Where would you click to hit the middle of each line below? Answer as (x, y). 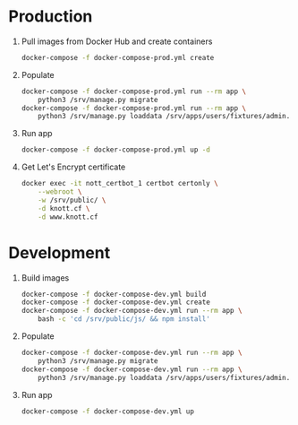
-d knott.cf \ (64, 208)
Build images (45, 278)
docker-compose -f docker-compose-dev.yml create (116, 302)
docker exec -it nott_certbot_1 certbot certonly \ (119, 184)
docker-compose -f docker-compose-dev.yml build (114, 294)
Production (51, 17)
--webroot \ (60, 192)
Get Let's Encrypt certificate (73, 167)
